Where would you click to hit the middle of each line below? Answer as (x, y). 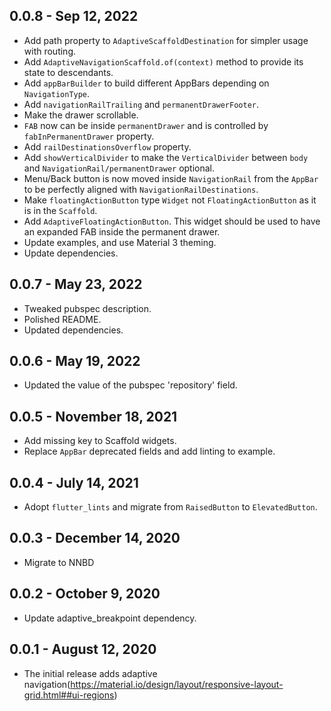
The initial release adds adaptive (90, 673)
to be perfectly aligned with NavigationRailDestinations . (141, 189)
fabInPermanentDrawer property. (89, 136)
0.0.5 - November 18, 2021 (93, 416)
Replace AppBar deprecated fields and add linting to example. (149, 451)
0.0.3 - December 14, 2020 (95, 538)
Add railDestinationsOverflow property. (107, 146)
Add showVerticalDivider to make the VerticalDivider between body (166, 157)
